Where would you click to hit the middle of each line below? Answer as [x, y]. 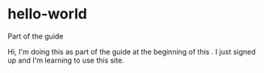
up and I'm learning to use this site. [66, 60]
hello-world [48, 14]
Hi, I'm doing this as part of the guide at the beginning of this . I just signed [132, 51]
